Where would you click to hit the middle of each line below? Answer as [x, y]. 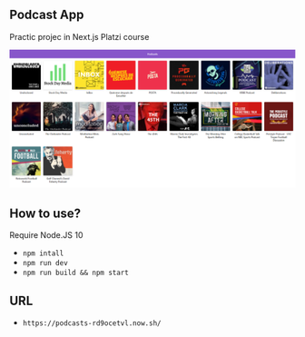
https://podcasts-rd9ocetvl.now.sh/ [92, 323]
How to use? [45, 213]
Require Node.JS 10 [46, 235]
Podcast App [47, 15]
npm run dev [45, 263]
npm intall [43, 253]
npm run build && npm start [75, 273]
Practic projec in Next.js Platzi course [79, 36]
